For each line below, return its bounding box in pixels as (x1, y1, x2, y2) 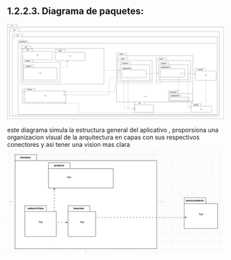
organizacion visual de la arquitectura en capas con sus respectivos (7, 133, 200, 141)
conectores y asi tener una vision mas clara (7, 141, 131, 149)
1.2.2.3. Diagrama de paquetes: (7, 5, 144, 17)
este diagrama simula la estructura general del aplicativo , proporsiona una (7, 126, 219, 134)
